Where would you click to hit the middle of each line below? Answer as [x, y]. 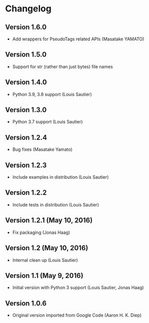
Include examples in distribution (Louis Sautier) [61, 177]
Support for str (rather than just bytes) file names [63, 66]
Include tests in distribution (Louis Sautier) [56, 205]
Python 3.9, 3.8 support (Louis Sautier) [52, 94]
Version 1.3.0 [26, 110]
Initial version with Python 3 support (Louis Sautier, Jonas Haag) [78, 288]
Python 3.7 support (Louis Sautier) [47, 122]
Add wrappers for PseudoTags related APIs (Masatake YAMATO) [78, 39]
